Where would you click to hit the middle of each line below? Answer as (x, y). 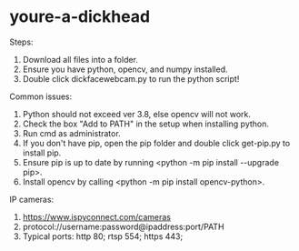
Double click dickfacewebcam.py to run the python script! (131, 78)
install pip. (42, 153)
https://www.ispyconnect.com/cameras (96, 216)
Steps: (21, 42)
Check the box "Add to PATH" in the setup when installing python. (146, 124)
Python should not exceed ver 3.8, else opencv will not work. (137, 114)
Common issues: (41, 96)
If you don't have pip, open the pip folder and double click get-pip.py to (156, 143)
